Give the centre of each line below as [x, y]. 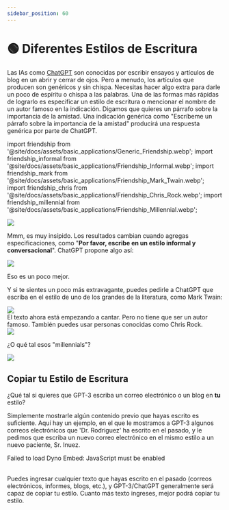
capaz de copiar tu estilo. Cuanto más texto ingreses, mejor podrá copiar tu [113, 494]
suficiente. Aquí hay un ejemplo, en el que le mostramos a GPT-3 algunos [110, 423]
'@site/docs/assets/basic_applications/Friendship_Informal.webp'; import [110, 166]
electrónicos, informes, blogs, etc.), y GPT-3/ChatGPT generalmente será [110, 486]
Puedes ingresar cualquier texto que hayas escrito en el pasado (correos [109, 479]
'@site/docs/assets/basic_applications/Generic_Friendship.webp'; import [110, 151]
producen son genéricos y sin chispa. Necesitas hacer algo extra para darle [114, 87]
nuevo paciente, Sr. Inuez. [44, 445]
